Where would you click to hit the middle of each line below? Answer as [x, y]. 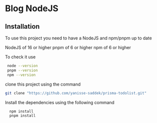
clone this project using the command [43, 84]
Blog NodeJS [32, 9]
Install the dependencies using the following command [60, 102]
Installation [22, 26]
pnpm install [23, 116]
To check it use [20, 57]
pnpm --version [22, 70]
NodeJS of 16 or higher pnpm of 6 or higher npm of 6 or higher [68, 47]
